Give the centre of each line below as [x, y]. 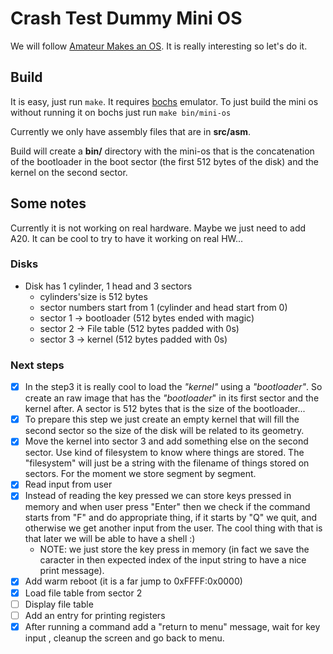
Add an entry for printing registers [95, 615]
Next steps [37, 365]
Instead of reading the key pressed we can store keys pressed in [158, 496]
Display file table [59, 604]
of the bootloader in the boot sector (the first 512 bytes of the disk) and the [164, 161]
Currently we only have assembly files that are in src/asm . [131, 131]
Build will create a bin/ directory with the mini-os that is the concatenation [162, 151]
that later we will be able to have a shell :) [110, 539]
